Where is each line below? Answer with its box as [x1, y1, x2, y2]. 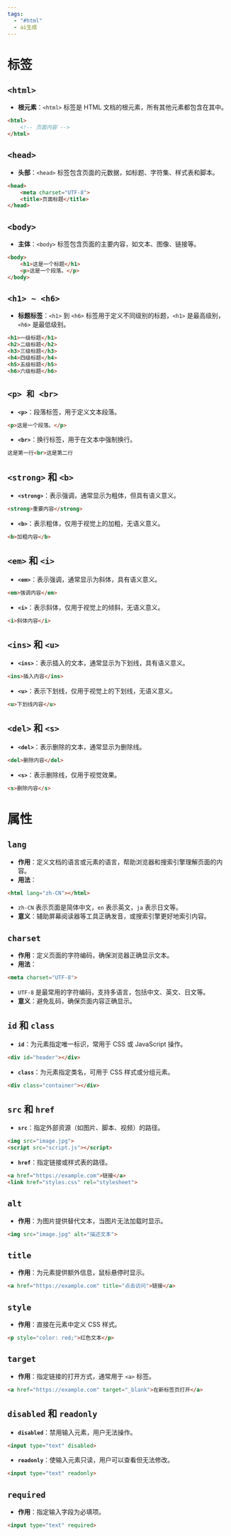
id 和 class [7, 1019, 55, 1031]
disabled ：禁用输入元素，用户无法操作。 [17, 1428, 137, 1436]
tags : [7, 10, 23, 18]
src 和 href [7, 1103, 55, 1116]
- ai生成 [13, 23, 38, 31]
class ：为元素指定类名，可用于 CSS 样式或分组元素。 [17, 1068, 174, 1076]
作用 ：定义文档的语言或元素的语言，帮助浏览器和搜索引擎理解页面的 [17, 857, 217, 866]
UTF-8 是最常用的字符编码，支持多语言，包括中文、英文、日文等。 [17, 988, 210, 997]
